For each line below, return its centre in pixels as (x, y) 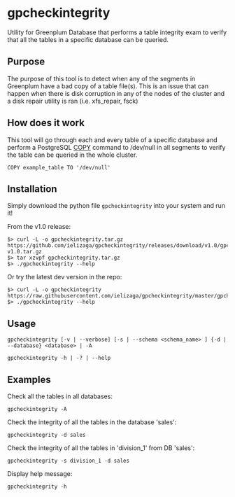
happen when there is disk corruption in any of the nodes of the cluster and (116, 93)
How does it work (46, 123)
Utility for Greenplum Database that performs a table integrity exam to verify (117, 32)
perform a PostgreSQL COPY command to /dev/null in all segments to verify (116, 147)
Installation (32, 189)
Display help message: (40, 474)
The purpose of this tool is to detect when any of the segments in (101, 78)
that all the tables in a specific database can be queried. (88, 39)
